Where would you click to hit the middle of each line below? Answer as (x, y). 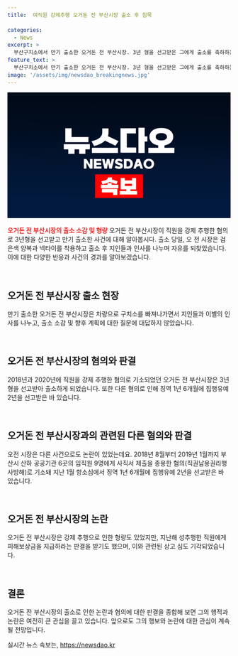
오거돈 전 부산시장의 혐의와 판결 (72, 361)
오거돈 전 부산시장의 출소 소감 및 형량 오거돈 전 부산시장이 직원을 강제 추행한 (111, 230)
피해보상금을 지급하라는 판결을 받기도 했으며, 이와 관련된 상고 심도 (98, 547)
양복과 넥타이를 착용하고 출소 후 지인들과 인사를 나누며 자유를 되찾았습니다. (123, 248)
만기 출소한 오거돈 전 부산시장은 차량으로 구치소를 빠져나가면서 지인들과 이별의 (115, 313)
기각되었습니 (208, 547)
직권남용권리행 (207, 463)
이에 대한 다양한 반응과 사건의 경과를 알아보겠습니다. (79, 257)
